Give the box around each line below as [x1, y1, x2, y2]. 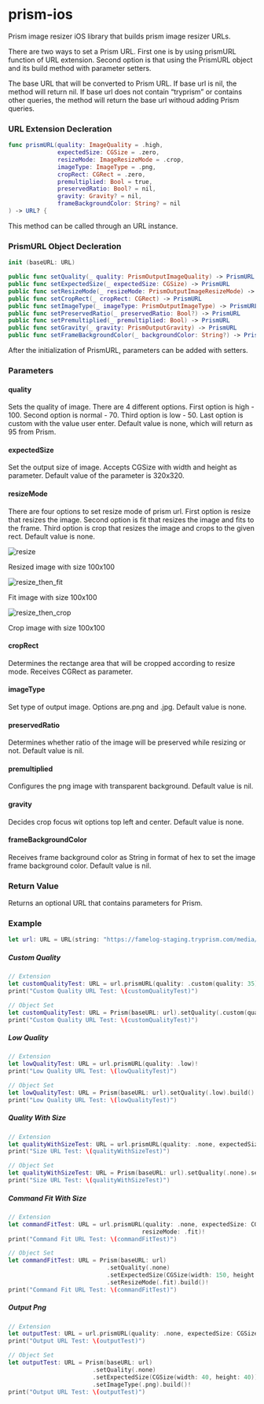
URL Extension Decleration [8, 123, 112, 134]
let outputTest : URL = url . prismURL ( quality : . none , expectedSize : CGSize [8, 1330, 258, 1338]
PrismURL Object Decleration [8, 241, 122, 252]
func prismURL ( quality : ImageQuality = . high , [8, 142, 163, 149]
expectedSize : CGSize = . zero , [57, 149, 159, 156]
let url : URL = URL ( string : [8, 935, 101, 944]
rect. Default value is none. [8, 531, 96, 541]
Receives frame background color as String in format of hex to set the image [8, 852, 256, 862]
